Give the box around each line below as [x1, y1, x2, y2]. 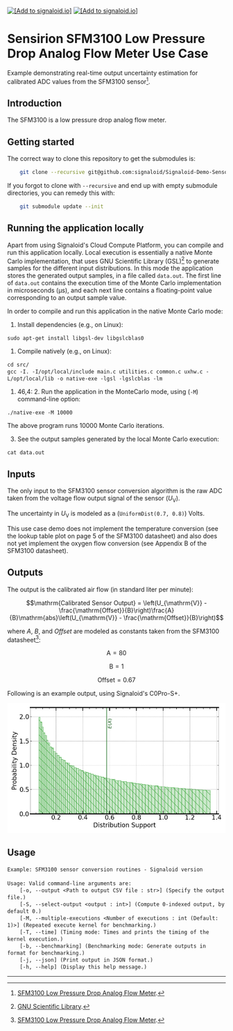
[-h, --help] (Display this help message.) [19, 964, 148, 970]
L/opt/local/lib [7, 376, 54, 383]
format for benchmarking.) [7, 950, 85, 957]
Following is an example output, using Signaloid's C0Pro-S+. [7, 689, 180, 698]
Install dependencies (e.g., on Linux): [17, 321, 123, 329]
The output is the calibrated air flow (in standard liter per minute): [7, 585, 194, 593]
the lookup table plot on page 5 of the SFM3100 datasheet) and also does [7, 532, 218, 540]
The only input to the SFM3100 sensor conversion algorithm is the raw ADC [7, 487, 223, 495]
